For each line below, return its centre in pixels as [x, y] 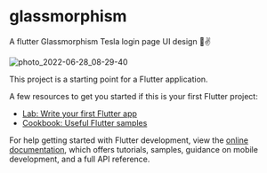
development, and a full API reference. [80, 159]
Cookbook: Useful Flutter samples [85, 122]
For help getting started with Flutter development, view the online [129, 140]
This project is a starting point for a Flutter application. [109, 79]
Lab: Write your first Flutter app [80, 114]
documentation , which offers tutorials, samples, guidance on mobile [133, 149]
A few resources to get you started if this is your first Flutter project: [133, 96]
